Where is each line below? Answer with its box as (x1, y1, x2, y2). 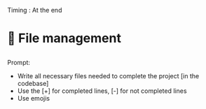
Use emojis (17, 94, 50, 102)
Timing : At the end (7, 6, 62, 14)
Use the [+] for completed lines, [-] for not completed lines (17, 87, 187, 95)
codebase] (17, 79, 49, 87)
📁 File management (7, 31, 121, 46)
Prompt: (7, 58, 30, 66)
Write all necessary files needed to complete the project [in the (17, 71, 200, 80)
